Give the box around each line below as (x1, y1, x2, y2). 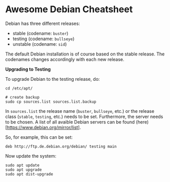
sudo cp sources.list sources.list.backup (5, 99, 96, 104)
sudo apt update (5, 163, 40, 168)
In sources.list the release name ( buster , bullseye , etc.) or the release (5, 108, 155, 114)
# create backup (5, 95, 40, 100)
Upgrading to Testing (5, 66, 51, 72)
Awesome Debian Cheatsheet (5, 4, 133, 15)
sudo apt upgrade (5, 167, 42, 172)
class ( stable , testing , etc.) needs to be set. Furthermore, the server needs (5, 113, 163, 119)
